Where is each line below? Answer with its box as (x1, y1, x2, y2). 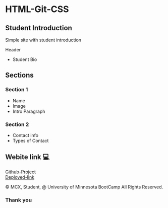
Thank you (5, 196, 32, 203)
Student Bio (12, 56, 37, 62)
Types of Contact (12, 137, 49, 144)
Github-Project (5, 169, 36, 175)
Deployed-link (5, 174, 34, 180)
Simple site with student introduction (5, 37, 82, 43)
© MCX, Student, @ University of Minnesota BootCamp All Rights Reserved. (5, 184, 163, 190)
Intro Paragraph (12, 108, 45, 114)
